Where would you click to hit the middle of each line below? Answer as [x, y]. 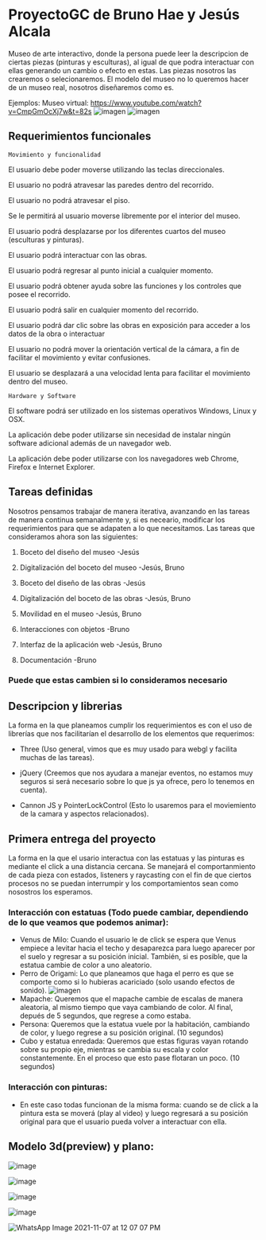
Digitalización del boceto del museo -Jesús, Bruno [102, 567]
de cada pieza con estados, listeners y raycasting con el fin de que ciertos [130, 875]
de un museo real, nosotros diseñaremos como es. [91, 87]
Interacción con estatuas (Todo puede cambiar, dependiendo [128, 913]
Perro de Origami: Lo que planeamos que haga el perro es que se [127, 973]
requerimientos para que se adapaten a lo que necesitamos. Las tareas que [132, 528]
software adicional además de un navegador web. [90, 443]
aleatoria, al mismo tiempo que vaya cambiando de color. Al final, [126, 1008]
